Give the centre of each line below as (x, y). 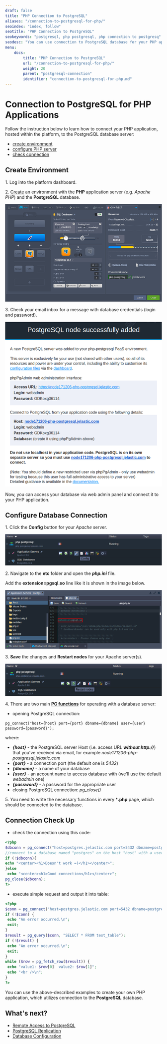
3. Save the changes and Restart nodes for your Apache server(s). (74, 656)
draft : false (19, 10)
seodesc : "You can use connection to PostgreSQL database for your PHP (81, 42)
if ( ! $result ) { (22, 941)
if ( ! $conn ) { (20, 914)
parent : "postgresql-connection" (58, 74)
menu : (11, 47)
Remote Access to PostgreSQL (44, 1025)
